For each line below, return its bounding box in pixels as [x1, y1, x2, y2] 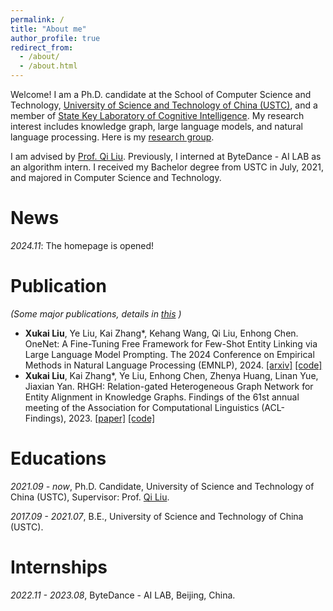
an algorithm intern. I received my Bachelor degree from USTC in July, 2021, [10, 161, 324, 173]
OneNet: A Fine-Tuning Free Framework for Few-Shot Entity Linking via [24, 337, 318, 350]
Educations [10, 447, 107, 470]
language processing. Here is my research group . [10, 131, 215, 143]
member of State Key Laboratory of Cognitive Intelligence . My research [10, 110, 305, 121]
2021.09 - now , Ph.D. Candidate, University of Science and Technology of [10, 480, 315, 492]
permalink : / [10, 14, 65, 25]
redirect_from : [10, 42, 74, 53]
